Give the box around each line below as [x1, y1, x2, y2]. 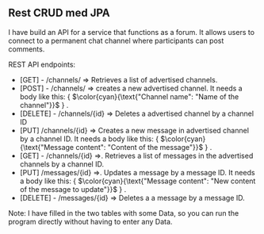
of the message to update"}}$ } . [19, 184, 127, 194]
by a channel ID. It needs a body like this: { [19, 134, 159, 144]
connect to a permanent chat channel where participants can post [8, 36, 224, 45]
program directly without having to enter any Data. [8, 217, 173, 226]
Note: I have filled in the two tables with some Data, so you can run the [8, 208, 239, 217]
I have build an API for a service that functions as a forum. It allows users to [8, 27, 255, 36]
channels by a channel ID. [19, 159, 105, 169]
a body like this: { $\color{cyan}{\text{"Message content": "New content [19, 176, 256, 186]
